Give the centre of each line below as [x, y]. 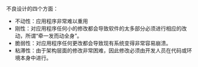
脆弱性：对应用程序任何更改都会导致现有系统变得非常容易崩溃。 [93, 43]
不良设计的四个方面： [32, 9]
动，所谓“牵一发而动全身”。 [48, 36]
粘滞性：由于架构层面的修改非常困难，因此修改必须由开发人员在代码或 [101, 51]
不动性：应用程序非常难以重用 [51, 21]
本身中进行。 [36, 58]
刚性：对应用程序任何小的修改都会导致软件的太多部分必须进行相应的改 [101, 29]
